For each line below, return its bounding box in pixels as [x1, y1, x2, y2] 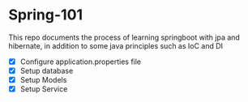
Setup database [19, 66, 74, 75]
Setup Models [19, 75, 67, 85]
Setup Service [19, 84, 68, 94]
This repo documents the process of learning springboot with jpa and [8, 32, 241, 42]
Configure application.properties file [19, 57, 142, 66]
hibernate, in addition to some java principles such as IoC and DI [8, 40, 224, 50]
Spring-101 [8, 6, 83, 24]
